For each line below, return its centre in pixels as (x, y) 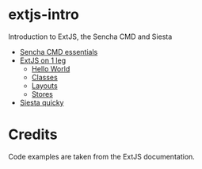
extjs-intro (44, 15)
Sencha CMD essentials (59, 52)
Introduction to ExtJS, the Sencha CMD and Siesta (90, 36)
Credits (33, 134)
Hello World (51, 68)
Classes (44, 77)
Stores (42, 94)
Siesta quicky (42, 102)
